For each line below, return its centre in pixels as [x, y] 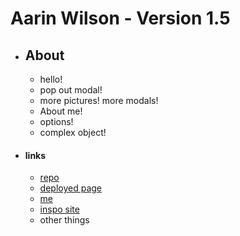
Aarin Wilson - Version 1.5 [120, 18]
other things [64, 220]
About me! [61, 111]
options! [56, 121]
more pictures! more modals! [99, 100]
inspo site [59, 209]
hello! [51, 79]
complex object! [73, 132]
